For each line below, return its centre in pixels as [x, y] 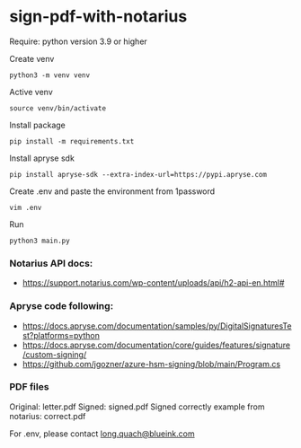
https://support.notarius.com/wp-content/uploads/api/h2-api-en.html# [153, 283]
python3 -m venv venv [50, 75]
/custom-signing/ [54, 354]
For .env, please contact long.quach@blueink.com [102, 434]
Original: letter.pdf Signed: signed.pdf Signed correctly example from [137, 407]
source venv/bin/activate [58, 108]
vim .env [26, 207]
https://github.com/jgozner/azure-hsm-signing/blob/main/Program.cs [151, 364]
